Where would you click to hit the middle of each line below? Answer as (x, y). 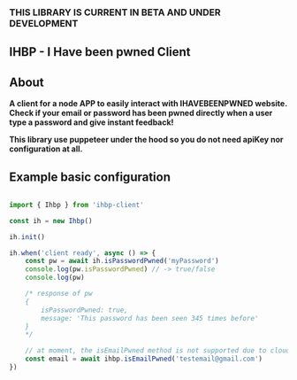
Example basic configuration (90, 177)
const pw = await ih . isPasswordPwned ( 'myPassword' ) (122, 261)
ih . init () (27, 237)
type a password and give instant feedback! (91, 122)
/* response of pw (59, 294)
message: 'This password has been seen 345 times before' (150, 318)
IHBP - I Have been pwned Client (100, 52)
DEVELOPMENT (44, 23)
